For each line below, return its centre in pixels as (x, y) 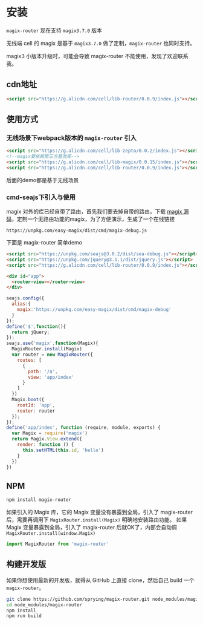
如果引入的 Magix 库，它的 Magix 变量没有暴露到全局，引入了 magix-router (100, 512)
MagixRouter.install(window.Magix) (51, 534)
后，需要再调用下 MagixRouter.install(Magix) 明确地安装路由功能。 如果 (97, 520)
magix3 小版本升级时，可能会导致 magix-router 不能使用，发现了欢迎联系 (97, 56)
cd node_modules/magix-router (44, 605)
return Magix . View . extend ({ (47, 439)
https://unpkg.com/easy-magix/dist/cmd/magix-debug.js (77, 231)
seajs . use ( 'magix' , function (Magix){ (52, 343)
